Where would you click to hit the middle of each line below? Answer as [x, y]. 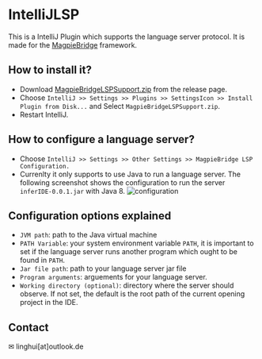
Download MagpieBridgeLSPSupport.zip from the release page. [123, 89]
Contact [28, 327]
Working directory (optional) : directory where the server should [127, 286]
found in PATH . [42, 261]
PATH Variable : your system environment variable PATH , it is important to [137, 243]
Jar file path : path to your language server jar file [103, 268]
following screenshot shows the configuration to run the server [122, 182]
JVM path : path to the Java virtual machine [88, 235]
